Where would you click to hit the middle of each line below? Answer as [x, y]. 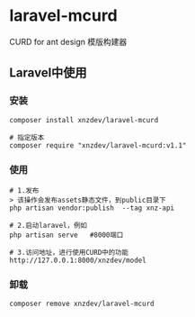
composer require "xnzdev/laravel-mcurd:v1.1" [98, 145]
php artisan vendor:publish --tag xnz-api [92, 208]
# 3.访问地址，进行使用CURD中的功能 [69, 252]
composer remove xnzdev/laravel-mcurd [82, 304]
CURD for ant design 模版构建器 [68, 41]
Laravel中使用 [48, 73]
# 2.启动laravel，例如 [49, 225]
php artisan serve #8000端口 [66, 235]
